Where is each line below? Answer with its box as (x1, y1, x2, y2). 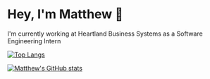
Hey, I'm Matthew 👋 (7, 6, 123, 22)
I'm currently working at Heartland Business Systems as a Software (7, 29, 203, 38)
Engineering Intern (7, 36, 61, 45)
